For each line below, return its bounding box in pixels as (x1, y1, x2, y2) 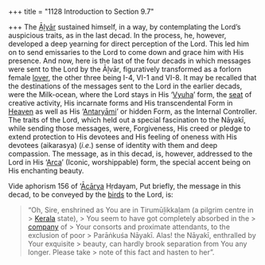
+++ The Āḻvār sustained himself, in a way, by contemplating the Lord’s (8, 22, 241, 31)
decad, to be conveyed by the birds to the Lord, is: (8, 190, 173, 199)
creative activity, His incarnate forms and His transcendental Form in (8, 99, 233, 107)
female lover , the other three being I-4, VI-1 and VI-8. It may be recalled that (8, 73, 257, 82)
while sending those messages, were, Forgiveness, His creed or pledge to (8, 123, 251, 133)
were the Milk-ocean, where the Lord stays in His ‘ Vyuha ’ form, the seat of (8, 90, 252, 99)
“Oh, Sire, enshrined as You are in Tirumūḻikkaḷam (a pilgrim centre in (27, 205, 254, 214)
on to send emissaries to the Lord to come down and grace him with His (8, 48, 244, 57)
